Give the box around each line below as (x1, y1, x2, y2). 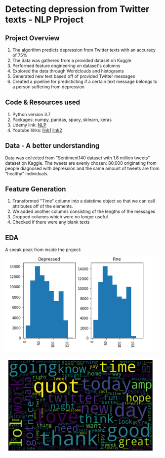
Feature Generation (5, 185, 66, 194)
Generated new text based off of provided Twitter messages (12, 73, 135, 79)
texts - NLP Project (5, 14, 84, 25)
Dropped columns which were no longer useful (12, 214, 108, 220)
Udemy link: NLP (12, 122, 46, 128)
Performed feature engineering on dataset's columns (12, 63, 121, 68)
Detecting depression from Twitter (5, 3, 150, 15)
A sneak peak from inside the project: (5, 247, 82, 253)
